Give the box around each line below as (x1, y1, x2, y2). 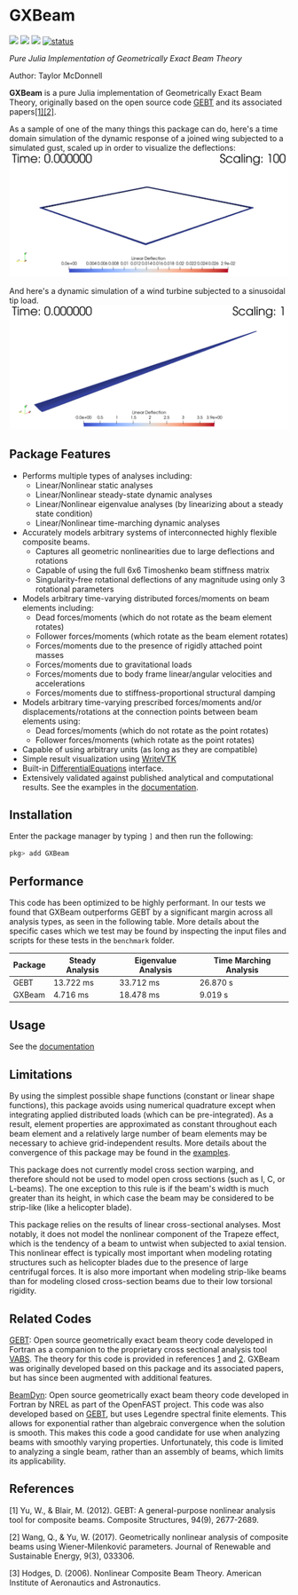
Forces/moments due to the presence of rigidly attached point (35, 640, 263, 651)
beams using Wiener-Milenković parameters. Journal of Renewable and (9, 1541, 271, 1551)
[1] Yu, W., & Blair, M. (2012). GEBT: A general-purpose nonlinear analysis (9, 1504, 277, 1515)
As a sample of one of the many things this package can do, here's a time (9, 123, 278, 134)
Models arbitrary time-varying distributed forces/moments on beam (21, 592, 270, 604)
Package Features (9, 447, 111, 462)
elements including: (21, 602, 95, 613)
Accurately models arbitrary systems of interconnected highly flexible (21, 527, 278, 537)
